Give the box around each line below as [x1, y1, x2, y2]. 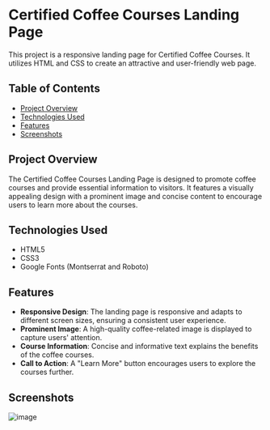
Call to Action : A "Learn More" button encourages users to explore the [19, 359, 256, 368]
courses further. [19, 367, 74, 377]
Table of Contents [8, 82, 101, 96]
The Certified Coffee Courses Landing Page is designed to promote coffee [8, 174, 257, 184]
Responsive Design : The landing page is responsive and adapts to [19, 307, 243, 317]
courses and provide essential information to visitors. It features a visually [8, 182, 255, 192]
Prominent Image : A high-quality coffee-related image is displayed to [19, 324, 252, 334]
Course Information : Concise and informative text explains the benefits [19, 342, 259, 351]
